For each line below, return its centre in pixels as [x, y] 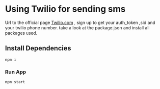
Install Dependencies [38, 48]
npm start [15, 82]
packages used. [21, 33]
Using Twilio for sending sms [66, 9]
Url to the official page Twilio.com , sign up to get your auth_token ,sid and [80, 22]
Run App [15, 72]
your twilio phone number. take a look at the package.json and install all [77, 27]
